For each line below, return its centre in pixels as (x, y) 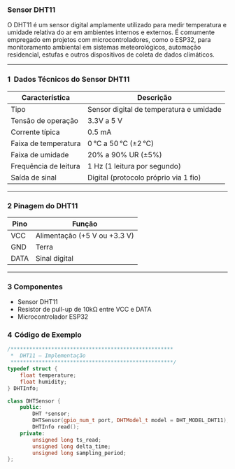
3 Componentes (35, 287)
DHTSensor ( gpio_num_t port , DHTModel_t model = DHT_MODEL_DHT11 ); (131, 421)
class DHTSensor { (34, 401)
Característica (45, 97)
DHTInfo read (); (56, 427)
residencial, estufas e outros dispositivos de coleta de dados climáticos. (111, 55)
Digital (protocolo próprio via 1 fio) (144, 178)
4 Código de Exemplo (44, 335)
